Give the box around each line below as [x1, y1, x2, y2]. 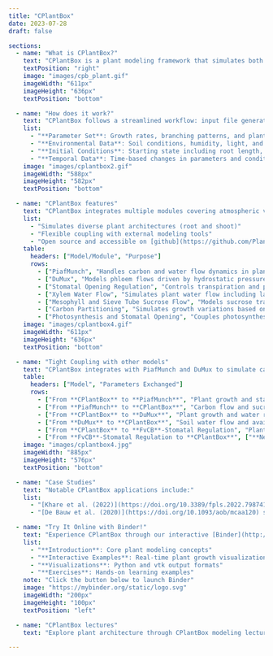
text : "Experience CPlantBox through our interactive [23, 531, 209, 539]
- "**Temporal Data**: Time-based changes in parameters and [29, 154, 242, 163]
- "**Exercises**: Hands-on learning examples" [29, 568, 195, 577]
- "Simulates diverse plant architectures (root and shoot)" [29, 222, 242, 230]
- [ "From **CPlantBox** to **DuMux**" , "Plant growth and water [37, 411, 260, 419]
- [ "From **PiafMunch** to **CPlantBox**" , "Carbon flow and [37, 403, 249, 411]
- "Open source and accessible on [29, 237, 148, 245]
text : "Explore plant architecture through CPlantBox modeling [23, 628, 242, 636]
